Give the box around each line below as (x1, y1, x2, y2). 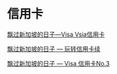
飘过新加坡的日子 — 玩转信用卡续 (7, 45, 101, 53)
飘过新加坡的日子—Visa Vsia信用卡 (7, 30, 105, 38)
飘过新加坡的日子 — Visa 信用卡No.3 (7, 59, 110, 67)
